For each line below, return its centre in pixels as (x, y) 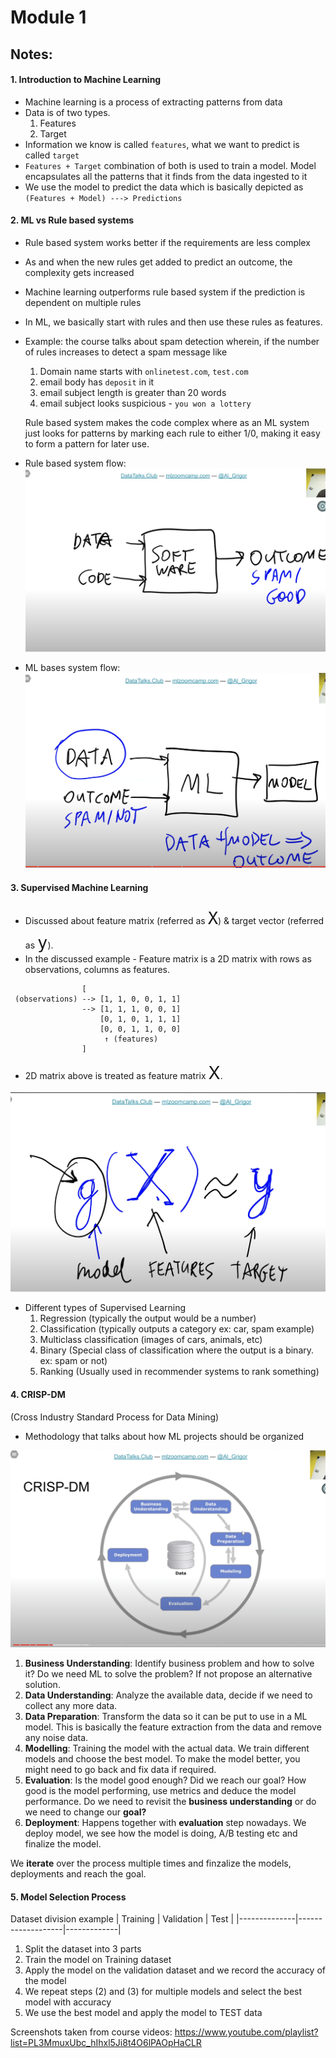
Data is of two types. (67, 112)
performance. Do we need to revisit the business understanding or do (170, 1801)
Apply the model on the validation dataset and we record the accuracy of (175, 1970)
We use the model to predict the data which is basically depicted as (164, 187)
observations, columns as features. (97, 969)
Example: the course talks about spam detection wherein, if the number (172, 341)
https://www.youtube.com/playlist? (246, 2032)
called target (52, 155)
